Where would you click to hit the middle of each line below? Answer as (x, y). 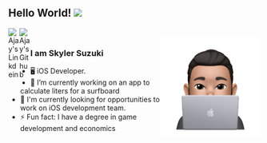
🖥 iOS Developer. (58, 71)
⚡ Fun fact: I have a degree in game (78, 117)
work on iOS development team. (73, 108)
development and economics (68, 129)
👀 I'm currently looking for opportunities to (90, 100)
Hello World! (40, 13)
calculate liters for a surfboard (70, 91)
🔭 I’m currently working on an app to (90, 82)
